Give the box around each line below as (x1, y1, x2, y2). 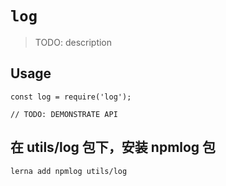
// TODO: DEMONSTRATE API (10, 109, 118, 119)
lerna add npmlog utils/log (10, 166, 128, 176)
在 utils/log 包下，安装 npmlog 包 (10, 139, 217, 156)
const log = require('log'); (10, 92, 132, 102)
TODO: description (34, 36, 113, 48)
